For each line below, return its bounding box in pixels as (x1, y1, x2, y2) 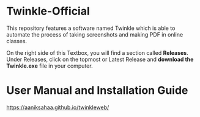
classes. (6, 37, 28, 44)
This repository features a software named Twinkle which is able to (6, 24, 176, 32)
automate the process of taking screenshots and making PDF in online (6, 30, 183, 38)
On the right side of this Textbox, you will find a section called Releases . (6, 49, 188, 56)
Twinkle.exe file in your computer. (6, 62, 93, 69)
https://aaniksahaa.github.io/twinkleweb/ (6, 104, 109, 111)
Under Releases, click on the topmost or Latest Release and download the (6, 55, 194, 63)
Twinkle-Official (6, 4, 90, 18)
